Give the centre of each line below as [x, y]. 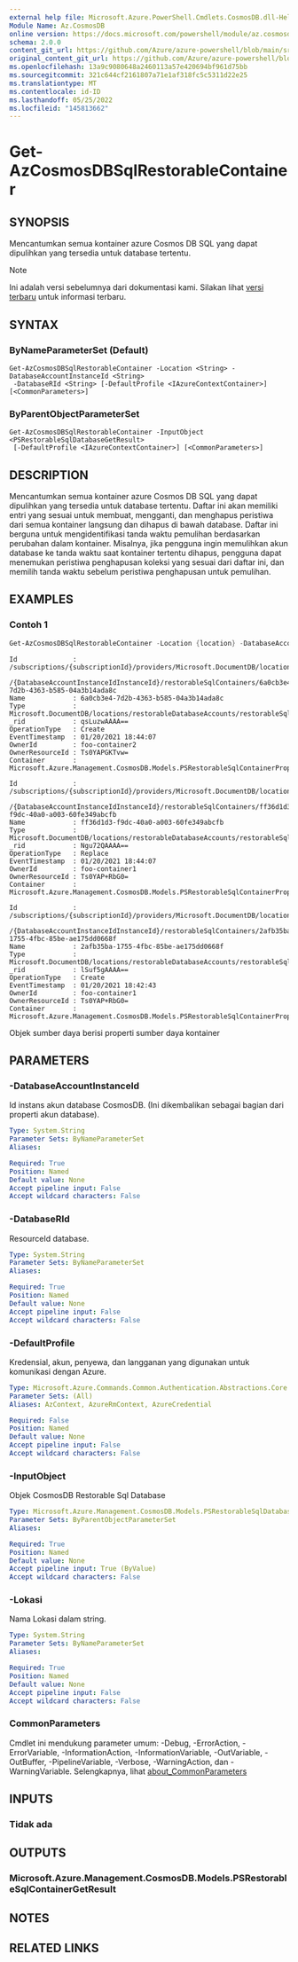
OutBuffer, [28, 1762]
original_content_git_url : [59, 59]
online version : [39, 34]
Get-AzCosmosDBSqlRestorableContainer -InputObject [106, 432]
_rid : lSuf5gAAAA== [69, 969]
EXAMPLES [41, 600]
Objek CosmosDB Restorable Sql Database [87, 1495]
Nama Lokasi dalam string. [58, 1619]
